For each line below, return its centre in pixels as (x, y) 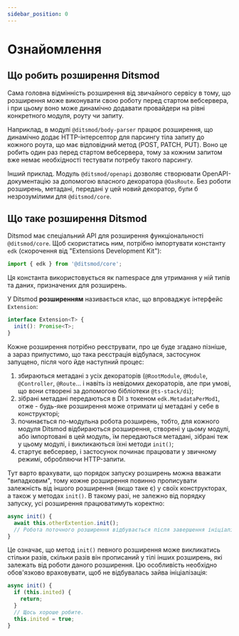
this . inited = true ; (44, 619)
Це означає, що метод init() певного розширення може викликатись (114, 550)
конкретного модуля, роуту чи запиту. (66, 116)
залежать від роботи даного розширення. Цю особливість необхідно (112, 565)
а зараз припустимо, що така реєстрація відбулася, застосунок (104, 354)
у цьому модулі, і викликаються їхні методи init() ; (96, 444)
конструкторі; (39, 413)
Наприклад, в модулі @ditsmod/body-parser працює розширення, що (110, 129)
